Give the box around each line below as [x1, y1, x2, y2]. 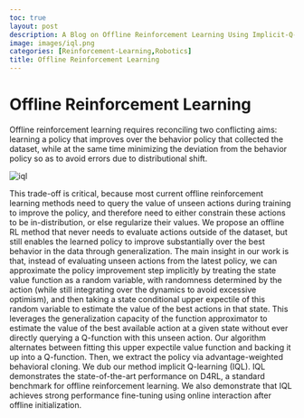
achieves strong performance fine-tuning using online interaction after [9, 390, 271, 401]
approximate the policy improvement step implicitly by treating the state [9, 264, 277, 276]
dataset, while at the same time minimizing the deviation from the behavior [9, 143, 288, 154]
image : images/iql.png [9, 38, 95, 48]
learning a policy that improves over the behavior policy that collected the [9, 133, 283, 145]
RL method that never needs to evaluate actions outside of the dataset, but [9, 226, 288, 237]
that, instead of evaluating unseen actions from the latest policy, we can [9, 255, 278, 266]
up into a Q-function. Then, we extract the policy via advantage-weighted [9, 351, 283, 362]
